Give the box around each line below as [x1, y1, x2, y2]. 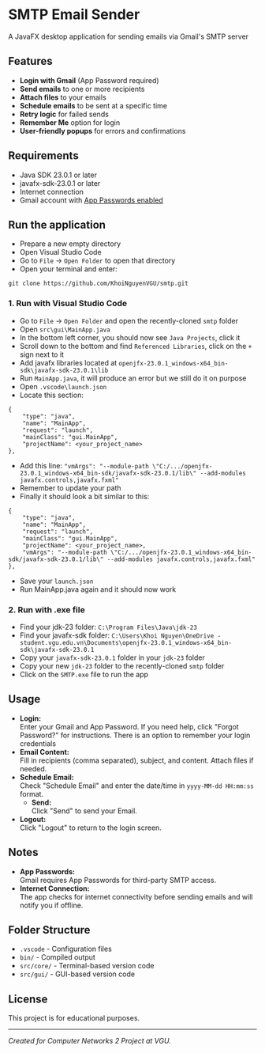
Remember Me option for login [19, 117, 121, 127]
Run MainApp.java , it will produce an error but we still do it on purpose [19, 373, 247, 383]
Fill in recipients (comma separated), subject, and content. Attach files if [19, 756, 254, 765]
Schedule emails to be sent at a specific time [19, 100, 168, 110]
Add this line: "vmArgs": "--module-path [19, 460, 150, 470]
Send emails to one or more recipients [19, 84, 145, 93]
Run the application [8, 218, 106, 231]
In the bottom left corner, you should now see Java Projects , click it [19, 332, 241, 342]
